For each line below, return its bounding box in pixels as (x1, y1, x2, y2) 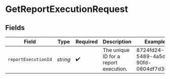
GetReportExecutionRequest (5, 3, 128, 15)
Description (103, 38, 132, 45)
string (57, 56, 71, 63)
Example (144, 38, 166, 45)
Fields (5, 23, 25, 32)
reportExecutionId (8, 56, 52, 62)
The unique (103, 46, 130, 53)
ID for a (103, 53, 120, 59)
